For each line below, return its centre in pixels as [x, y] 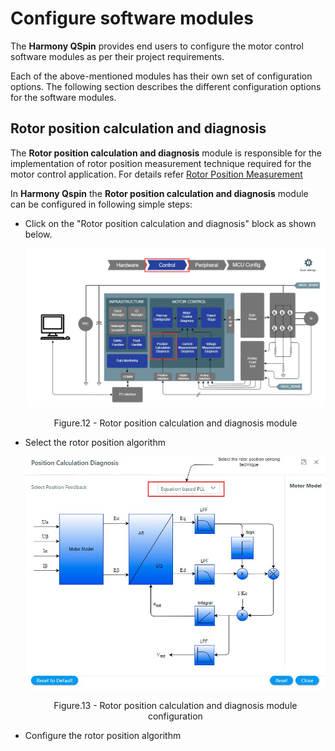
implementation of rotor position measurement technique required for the [161, 163]
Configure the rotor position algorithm [103, 736]
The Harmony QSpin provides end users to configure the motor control [157, 46]
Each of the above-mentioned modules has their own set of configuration [161, 76]
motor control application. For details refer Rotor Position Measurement [156, 174]
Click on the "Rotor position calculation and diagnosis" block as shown [170, 223]
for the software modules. [63, 97]
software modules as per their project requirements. [117, 56]
